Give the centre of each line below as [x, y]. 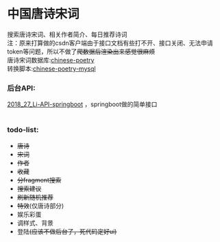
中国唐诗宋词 [44, 14]
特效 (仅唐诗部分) [40, 206]
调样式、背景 [35, 223]
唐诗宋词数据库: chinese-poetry [51, 60]
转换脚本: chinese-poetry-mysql [51, 69]
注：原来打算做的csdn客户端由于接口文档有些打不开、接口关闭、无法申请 [110, 43]
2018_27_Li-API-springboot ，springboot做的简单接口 [82, 104]
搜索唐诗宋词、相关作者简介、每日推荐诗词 [67, 34]
